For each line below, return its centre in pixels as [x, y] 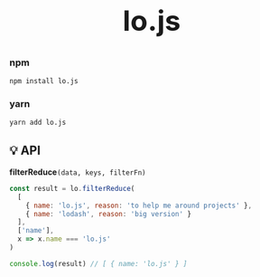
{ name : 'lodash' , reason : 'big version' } [109, 214]
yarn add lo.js [38, 123]
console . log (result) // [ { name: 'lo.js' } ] [98, 263]
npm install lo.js [44, 81]
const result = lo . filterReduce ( [72, 188]
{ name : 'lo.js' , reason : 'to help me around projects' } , [139, 205]
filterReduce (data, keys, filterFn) [78, 172]
